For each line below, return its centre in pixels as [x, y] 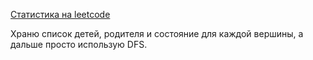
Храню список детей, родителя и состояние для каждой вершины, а [157, 33]
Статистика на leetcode [60, 14]
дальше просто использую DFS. [79, 44]
